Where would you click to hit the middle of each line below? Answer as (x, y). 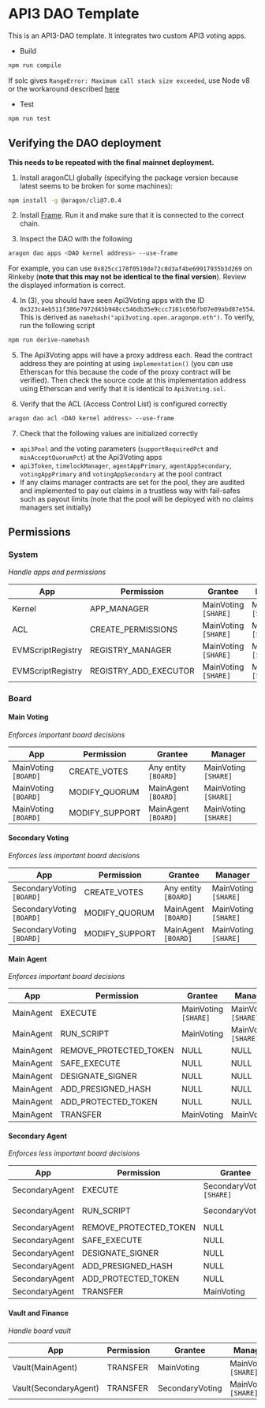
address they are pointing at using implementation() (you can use (126, 364)
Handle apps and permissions (57, 572)
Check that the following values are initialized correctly (109, 433)
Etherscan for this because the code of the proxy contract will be (125, 372)
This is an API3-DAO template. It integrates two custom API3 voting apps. (127, 35)
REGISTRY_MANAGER (131, 650)
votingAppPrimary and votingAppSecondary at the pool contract (121, 474)
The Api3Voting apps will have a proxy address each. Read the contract (136, 355)
